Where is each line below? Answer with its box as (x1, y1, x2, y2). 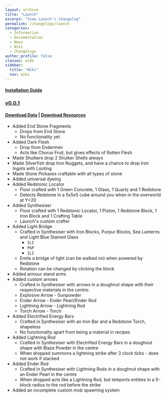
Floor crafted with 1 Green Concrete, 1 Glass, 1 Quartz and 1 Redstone (19, 186, 161, 192)
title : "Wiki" (9, 68, 39, 73)
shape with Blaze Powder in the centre (19, 345, 99, 351)
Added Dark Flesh (12, 139, 50, 145)
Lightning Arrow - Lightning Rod (19, 303, 85, 309)
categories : (5, 26, 30, 31)
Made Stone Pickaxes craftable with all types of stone (12, 170, 122, 176)
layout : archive (5, 7, 39, 12)
